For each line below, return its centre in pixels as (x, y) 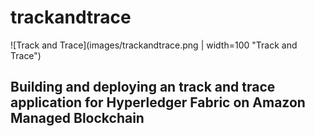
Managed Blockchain (77, 118)
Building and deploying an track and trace (143, 87)
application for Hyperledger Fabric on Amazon (158, 102)
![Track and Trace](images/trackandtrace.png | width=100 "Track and (154, 45)
